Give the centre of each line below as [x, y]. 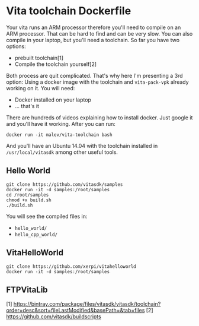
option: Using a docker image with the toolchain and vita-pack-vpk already [97, 82]
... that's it [27, 106]
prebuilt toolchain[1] [39, 58]
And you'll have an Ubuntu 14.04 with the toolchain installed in [82, 145]
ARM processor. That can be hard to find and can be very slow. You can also [99, 33]
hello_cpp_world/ [36, 235]
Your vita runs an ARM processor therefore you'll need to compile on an [94, 27]
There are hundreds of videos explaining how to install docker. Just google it [99, 118]
